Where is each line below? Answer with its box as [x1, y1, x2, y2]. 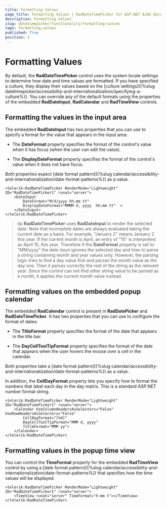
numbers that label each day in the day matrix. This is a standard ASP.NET [5, 383, 157, 389]
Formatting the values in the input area [5, 113, 127, 122]
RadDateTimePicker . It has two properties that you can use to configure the [5, 313, 160, 319]
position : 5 [5, 35, 30, 40]
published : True [5, 30, 39, 35]
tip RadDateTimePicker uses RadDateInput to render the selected [17, 220, 152, 226]
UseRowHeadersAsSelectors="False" [5, 411, 77, 416]
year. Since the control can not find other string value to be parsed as [17, 268, 159, 274]
